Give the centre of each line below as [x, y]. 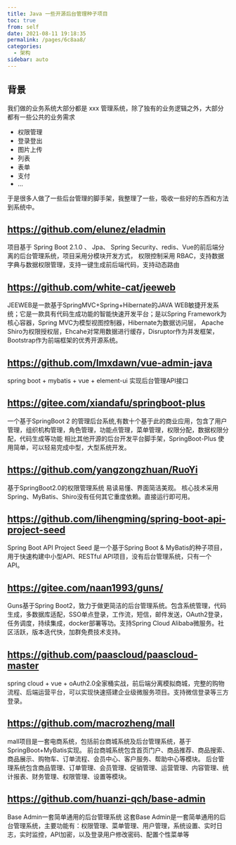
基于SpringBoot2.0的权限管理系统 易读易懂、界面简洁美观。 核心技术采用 [113, 488]
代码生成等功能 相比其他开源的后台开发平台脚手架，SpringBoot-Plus [118, 438]
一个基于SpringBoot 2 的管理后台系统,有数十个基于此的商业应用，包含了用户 [117, 421]
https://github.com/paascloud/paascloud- [103, 654]
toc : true [22, 20]
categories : [25, 46]
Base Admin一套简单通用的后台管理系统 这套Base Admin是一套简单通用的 [113, 817]
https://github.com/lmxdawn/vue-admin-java [110, 363]
